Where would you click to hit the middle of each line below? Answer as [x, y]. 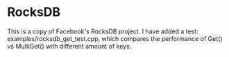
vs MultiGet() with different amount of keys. [69, 46]
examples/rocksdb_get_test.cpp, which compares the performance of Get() [115, 38]
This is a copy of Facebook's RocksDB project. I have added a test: [103, 31]
